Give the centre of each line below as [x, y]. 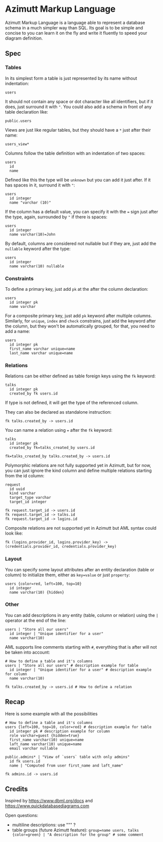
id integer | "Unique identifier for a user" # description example [81, 670]
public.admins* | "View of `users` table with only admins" [68, 757]
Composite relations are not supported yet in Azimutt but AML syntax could [81, 528]
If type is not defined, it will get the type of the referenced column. [72, 403]
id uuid [17, 489]
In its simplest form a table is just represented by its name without [71, 78]
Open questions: [22, 816]
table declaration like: [27, 112]
